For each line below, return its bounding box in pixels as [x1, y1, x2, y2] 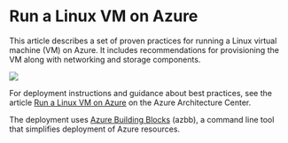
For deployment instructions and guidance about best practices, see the [9, 87, 273, 98]
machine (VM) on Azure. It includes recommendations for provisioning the [9, 44, 279, 55]
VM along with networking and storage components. [9, 54, 201, 64]
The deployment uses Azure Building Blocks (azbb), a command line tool [9, 114, 275, 124]
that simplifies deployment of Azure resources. [9, 124, 180, 134]
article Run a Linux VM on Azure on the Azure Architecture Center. [9, 97, 252, 108]
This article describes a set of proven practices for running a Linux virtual [9, 35, 277, 46]
